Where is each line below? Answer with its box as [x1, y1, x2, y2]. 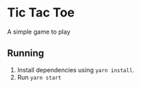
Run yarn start [17, 73, 62, 81]
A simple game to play [7, 27, 70, 36]
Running [7, 47, 45, 59]
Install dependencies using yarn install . [17, 65, 135, 74]
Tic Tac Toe [7, 5, 75, 21]
